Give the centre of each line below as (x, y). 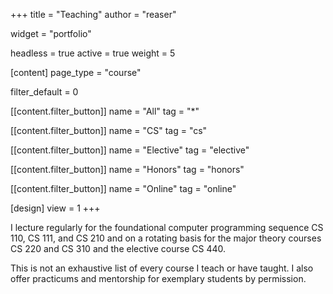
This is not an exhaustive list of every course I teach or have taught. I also (162, 268)
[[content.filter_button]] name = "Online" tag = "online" (123, 188)
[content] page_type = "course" (76, 72)
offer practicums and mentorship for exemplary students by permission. (158, 278)
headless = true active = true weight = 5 (93, 53)
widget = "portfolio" (51, 33)
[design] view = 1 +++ (55, 208)
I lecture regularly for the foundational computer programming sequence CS (167, 227)
